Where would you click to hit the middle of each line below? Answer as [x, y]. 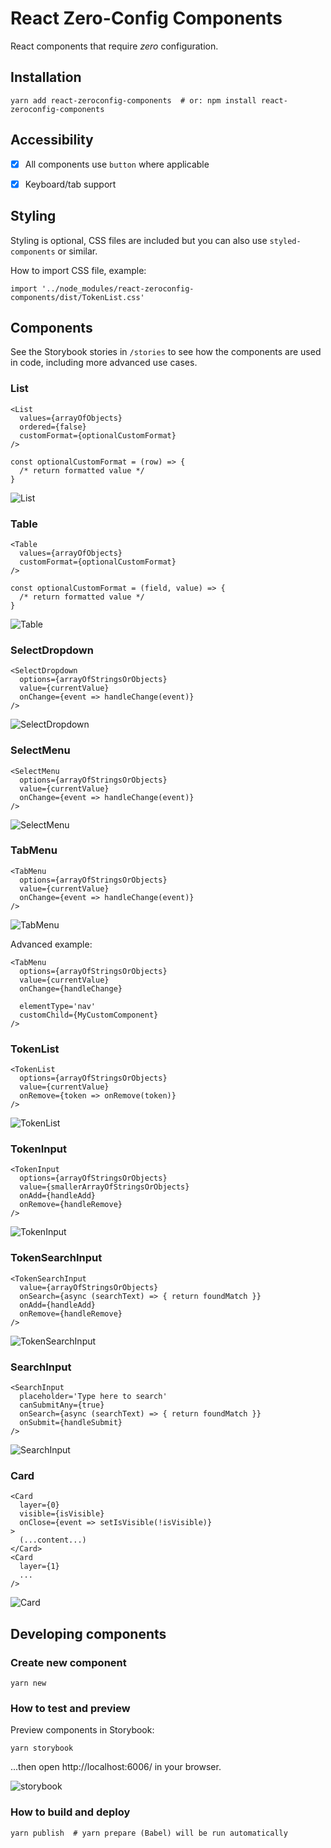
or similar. [77, 251]
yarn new [28, 1683]
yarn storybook [42, 1748]
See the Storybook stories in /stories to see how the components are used [166, 352]
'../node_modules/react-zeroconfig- [118, 288]
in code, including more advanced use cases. [104, 363]
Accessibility [52, 140]
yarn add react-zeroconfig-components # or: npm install [133, 100]
